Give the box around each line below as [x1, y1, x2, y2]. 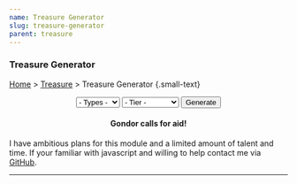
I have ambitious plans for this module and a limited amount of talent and [9, 138, 274, 149]
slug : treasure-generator [9, 21, 104, 30]
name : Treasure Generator [9, 12, 104, 22]
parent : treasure [9, 29, 73, 38]
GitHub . [9, 157, 37, 167]
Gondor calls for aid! [110, 119, 187, 129]
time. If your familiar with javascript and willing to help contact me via [9, 147, 262, 157]
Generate [185, 97, 217, 107]
